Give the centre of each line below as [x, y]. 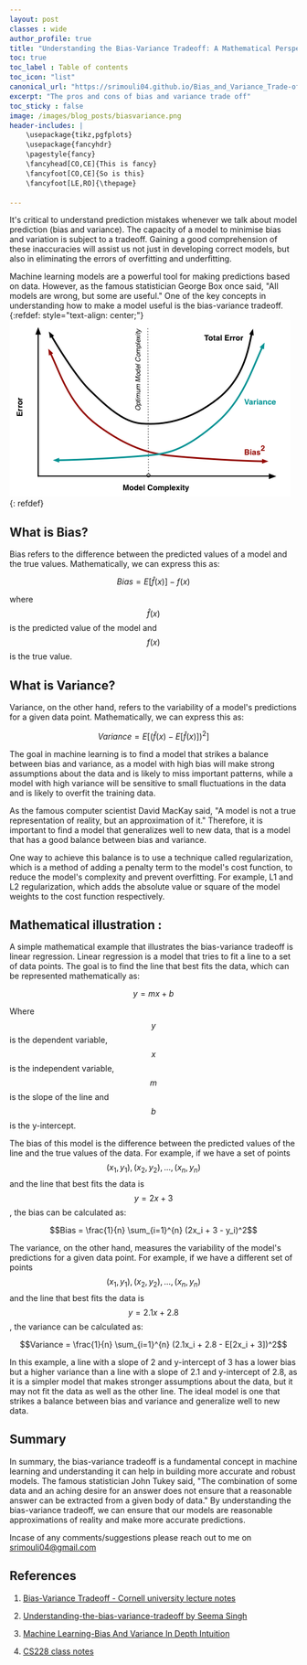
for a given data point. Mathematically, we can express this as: [127, 717]
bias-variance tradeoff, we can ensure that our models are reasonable [141, 1510]
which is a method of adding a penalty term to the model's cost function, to [151, 867]
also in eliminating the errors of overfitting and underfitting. [121, 259]
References [43, 1576]
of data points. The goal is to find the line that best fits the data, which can [149, 966]
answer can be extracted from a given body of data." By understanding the [150, 1500]
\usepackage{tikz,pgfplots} [79, 135]
